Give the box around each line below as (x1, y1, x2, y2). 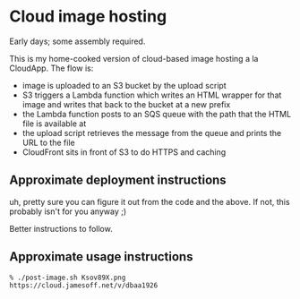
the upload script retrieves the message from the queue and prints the (21, 127, 282, 138)
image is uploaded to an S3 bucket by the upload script (21, 80, 227, 90)
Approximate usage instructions (9, 249, 193, 265)
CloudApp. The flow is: (9, 63, 94, 73)
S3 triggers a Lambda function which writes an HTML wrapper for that (21, 90, 282, 100)
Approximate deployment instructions (9, 173, 227, 188)
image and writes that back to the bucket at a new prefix (21, 98, 231, 109)
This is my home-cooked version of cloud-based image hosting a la (9, 53, 259, 64)
